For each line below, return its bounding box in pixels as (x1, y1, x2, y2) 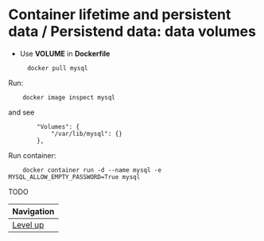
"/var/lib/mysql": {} (50, 130, 123, 138)
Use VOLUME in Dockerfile (19, 49, 111, 58)
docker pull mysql (27, 64, 88, 72)
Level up (12, 219, 45, 230)
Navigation (12, 205, 55, 216)
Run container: (8, 150, 56, 160)
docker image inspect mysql (22, 93, 115, 101)
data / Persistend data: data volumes (8, 22, 257, 41)
